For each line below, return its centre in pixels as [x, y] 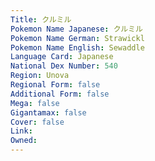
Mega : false [35, 103]
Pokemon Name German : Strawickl [77, 38]
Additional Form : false [60, 94]
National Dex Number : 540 [64, 66]
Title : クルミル [41, 19]
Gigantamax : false [48, 112]
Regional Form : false [55, 85]
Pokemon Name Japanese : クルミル [76, 29]
